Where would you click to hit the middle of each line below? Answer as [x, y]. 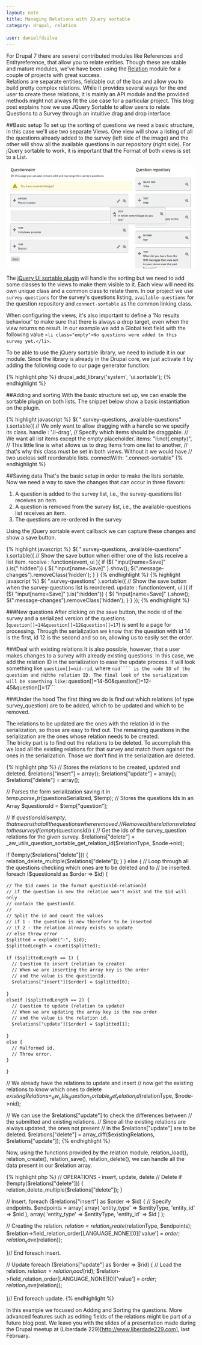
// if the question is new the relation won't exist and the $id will [96, 891]
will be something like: [37, 682]
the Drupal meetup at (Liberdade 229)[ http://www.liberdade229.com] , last [98, 1329]
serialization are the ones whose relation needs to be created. [83, 736]
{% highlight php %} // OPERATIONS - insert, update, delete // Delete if [94, 1177]
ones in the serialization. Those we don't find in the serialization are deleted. [101, 756]
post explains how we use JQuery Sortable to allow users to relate [88, 107]
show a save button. [31, 538]
